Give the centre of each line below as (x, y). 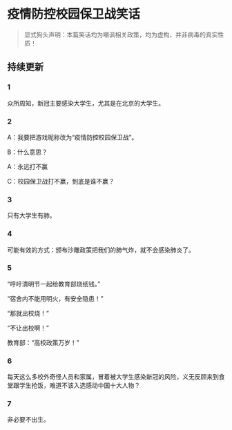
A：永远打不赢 (28, 166)
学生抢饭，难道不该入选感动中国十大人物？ (79, 385)
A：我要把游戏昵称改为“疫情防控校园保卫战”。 (72, 137)
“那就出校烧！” (28, 313)
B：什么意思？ (28, 152)
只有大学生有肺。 (31, 215)
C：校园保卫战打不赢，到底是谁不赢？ (61, 181)
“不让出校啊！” (28, 328)
